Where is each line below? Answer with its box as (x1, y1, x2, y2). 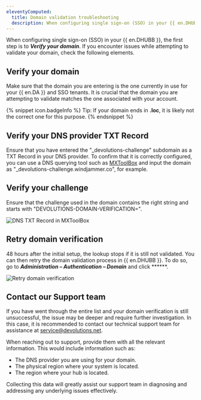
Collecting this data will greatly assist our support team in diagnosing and (6, 381, 187, 388)
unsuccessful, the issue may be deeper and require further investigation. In (6, 314, 191, 321)
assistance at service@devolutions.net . (6, 327, 103, 334)
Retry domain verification (6, 234, 103, 245)
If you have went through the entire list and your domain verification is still (6, 308, 188, 315)
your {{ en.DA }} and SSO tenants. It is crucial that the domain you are (6, 89, 178, 96)
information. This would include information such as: (6, 345, 136, 352)
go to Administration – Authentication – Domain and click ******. (6, 263, 169, 270)
